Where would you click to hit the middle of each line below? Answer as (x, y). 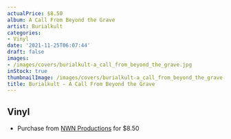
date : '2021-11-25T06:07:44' (49, 45)
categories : (24, 33)
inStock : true (27, 71)
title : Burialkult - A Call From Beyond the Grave (81, 84)
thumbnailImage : (30, 77)
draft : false (26, 52)
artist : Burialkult (35, 26)
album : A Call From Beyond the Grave (61, 20)
